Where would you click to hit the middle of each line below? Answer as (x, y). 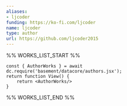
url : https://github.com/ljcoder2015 (52, 39)
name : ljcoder (24, 28)
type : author (22, 33)
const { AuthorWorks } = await (44, 66)
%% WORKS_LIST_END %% (41, 98)
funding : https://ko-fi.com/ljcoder (51, 22)
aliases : (17, 11)
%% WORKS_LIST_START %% (43, 55)
